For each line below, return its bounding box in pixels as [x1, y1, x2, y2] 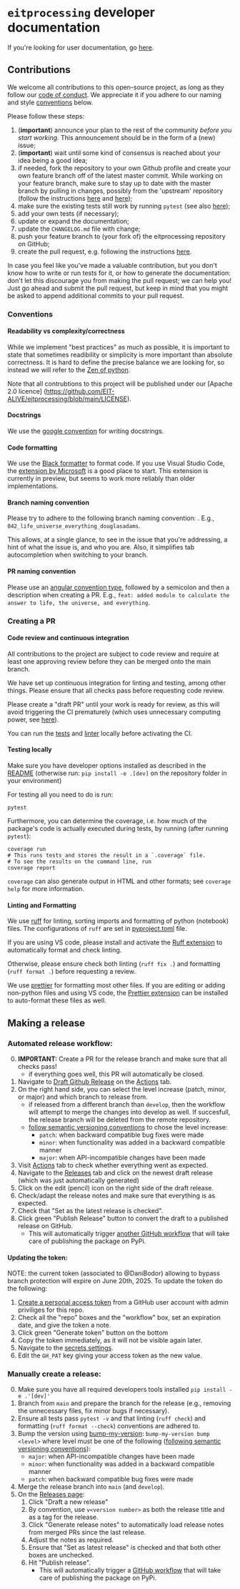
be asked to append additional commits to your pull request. [7, 291, 184, 300]
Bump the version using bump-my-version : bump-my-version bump [17, 1430, 210, 1438]
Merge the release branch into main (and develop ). [17, 1483, 165, 1491]
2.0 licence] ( [7, 387, 46, 395]
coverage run [7, 846, 46, 853]
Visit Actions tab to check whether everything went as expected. [17, 1160, 209, 1169]
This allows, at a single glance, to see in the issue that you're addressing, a [7, 535, 228, 544]
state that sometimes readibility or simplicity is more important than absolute [7, 350, 233, 359]
